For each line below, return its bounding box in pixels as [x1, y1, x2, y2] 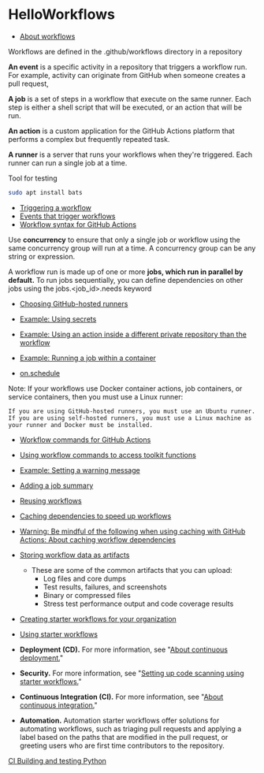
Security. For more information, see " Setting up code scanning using [19, 668, 244, 678]
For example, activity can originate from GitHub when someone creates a [8, 70, 246, 80]
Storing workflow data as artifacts [19, 550, 130, 559]
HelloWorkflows [8, 6, 116, 24]
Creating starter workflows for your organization [19, 614, 177, 623]
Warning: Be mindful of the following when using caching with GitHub [19, 526, 246, 536]
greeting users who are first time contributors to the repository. [19, 741, 225, 750]
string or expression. [8, 251, 76, 261]
